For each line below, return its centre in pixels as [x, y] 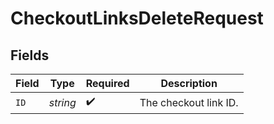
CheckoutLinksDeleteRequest [137, 18]
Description [189, 83]
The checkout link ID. [189, 102]
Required [107, 83]
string [62, 102]
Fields [30, 55]
